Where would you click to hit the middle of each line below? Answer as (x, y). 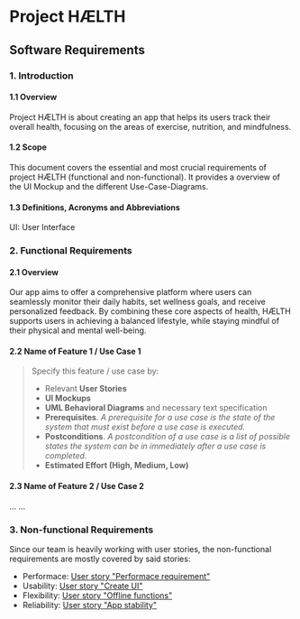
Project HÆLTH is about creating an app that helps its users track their (140, 117)
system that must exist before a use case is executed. (145, 427)
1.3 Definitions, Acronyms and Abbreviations (95, 207)
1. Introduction (41, 76)
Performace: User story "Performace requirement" (116, 576)
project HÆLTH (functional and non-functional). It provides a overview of (145, 177)
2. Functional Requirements (71, 251)
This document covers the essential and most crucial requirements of (138, 167)
